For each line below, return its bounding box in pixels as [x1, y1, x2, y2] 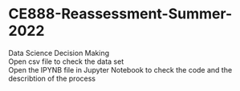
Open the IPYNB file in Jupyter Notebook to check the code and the [8, 65, 233, 74]
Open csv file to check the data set [8, 57, 124, 66]
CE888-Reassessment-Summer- [8, 5, 233, 23]
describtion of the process [8, 73, 96, 83]
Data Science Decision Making [8, 48, 110, 57]
